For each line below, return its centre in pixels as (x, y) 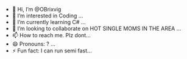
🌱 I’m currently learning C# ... (49, 22)
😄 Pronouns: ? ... (34, 44)
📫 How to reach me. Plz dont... (51, 35)
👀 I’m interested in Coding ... (48, 16)
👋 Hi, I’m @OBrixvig (37, 9)
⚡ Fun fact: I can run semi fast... (52, 51)
